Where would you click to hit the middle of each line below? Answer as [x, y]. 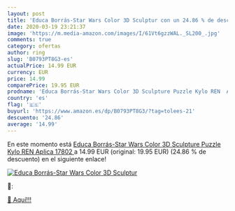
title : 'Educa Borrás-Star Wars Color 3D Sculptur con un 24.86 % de [111, 20]
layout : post [26, 14]
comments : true [29, 40]
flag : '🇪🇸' [24, 105]
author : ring [26, 53]
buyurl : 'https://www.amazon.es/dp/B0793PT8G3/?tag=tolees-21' [101, 111]
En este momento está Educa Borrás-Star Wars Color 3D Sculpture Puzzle [114, 144]
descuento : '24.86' [36, 117]
